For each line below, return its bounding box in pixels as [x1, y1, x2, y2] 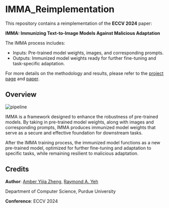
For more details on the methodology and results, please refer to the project [5, 70, 164, 76]
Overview [5, 90, 37, 99]
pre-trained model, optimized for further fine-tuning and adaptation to [5, 145, 151, 151]
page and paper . [5, 75, 40, 81]
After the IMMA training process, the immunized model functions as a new [5, 139, 161, 145]
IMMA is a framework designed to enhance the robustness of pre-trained [5, 113, 158, 119]
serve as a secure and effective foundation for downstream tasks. [5, 130, 143, 136]
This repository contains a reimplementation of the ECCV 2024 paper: [5, 20, 152, 26]
